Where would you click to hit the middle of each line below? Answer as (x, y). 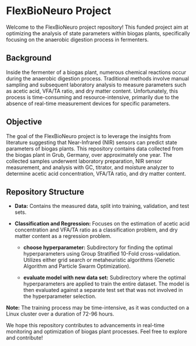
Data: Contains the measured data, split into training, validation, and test (102, 206)
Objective (24, 122)
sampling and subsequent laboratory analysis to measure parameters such (96, 85)
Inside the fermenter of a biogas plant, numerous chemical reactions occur (96, 72)
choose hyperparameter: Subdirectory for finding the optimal (98, 247)
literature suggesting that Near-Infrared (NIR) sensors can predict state (92, 142)
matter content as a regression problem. (63, 236)
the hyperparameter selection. (60, 296)
